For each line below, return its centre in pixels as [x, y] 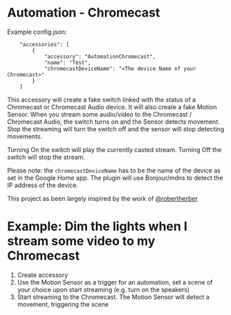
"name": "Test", [67, 63]
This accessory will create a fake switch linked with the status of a [101, 99]
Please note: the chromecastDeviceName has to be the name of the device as [114, 170]
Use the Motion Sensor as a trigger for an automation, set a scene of [115, 282]
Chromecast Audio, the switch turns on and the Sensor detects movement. [113, 122]
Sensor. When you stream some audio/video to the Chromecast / [100, 114]
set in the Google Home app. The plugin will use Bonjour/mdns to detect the [115, 178]
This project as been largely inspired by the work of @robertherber [103, 198]
